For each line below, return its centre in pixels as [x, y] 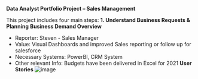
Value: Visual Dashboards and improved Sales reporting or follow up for [103, 44]
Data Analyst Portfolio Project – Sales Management [71, 9]
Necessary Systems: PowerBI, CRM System [68, 57]
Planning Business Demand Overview [54, 26]
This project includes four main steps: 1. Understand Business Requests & [98, 20]
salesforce [28, 50]
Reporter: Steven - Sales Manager [57, 38]
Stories [24, 69]
